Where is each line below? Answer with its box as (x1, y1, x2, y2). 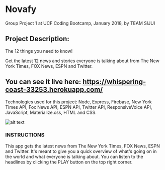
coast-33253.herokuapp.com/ (5, 85, 103, 94)
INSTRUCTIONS (5, 131, 45, 138)
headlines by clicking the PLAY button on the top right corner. (5, 159, 133, 165)
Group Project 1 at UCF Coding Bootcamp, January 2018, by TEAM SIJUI (5, 20, 155, 26)
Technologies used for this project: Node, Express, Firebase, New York (5, 99, 152, 105)
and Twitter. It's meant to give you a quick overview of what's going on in (5, 148, 157, 154)
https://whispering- (82, 78, 146, 86)
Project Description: (5, 35, 69, 43)
